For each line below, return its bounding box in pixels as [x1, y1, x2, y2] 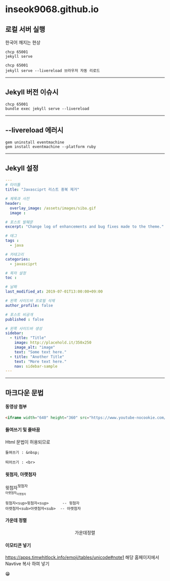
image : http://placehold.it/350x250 [14, 340, 92, 345]
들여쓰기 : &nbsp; [5, 450, 40, 455]
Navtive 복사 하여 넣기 [5, 561, 50, 567]
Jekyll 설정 [5, 164, 39, 173]
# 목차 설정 [5, 270, 26, 276]
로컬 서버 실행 [5, 25, 46, 33]
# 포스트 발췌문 [5, 220, 33, 225]
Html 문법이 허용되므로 [5, 439, 51, 445]
